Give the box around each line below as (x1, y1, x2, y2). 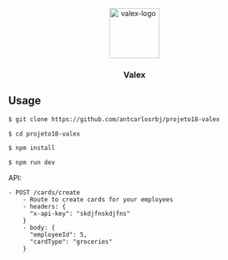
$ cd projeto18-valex (8, 129, 81, 138)
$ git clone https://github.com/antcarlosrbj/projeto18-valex (8, 115, 220, 124)
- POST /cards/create (8, 189, 81, 197)
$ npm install (8, 144, 56, 152)
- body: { (22, 224, 56, 232)
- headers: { (22, 203, 66, 211)
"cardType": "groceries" (29, 238, 113, 246)
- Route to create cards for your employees (22, 196, 174, 204)
